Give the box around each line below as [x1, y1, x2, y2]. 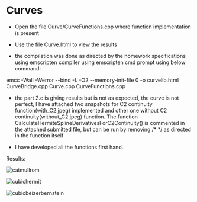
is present [14, 29, 40, 36]
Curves [6, 4, 43, 17]
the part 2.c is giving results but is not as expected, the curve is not [14, 94, 179, 101]
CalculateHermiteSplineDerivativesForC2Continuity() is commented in [14, 119, 185, 126]
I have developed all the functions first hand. [14, 143, 124, 150]
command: [14, 65, 41, 72]
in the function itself [14, 132, 64, 139]
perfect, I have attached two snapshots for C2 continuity [14, 100, 153, 107]
